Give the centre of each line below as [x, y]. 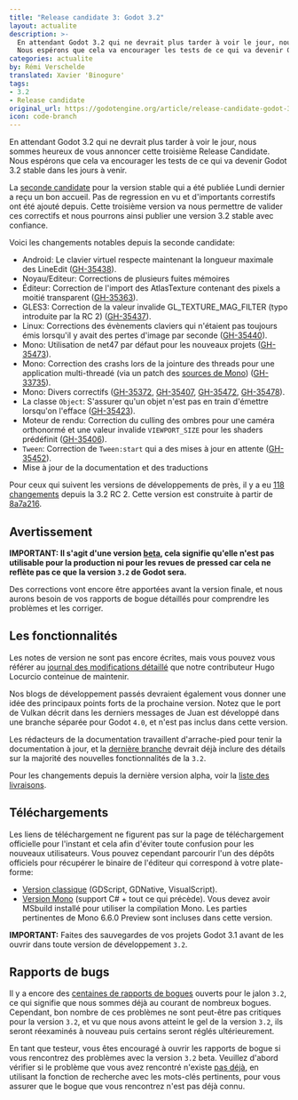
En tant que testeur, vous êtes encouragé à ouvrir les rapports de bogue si [145, 1048]
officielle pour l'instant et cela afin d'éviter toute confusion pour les [132, 843]
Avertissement [51, 531]
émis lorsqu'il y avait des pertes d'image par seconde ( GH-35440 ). [145, 335]
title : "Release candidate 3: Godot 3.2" [87, 17]
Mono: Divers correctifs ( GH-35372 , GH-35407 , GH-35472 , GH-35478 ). [153, 392]
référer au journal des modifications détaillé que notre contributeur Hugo [142, 667]
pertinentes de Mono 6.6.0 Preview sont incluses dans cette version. [147, 918]
